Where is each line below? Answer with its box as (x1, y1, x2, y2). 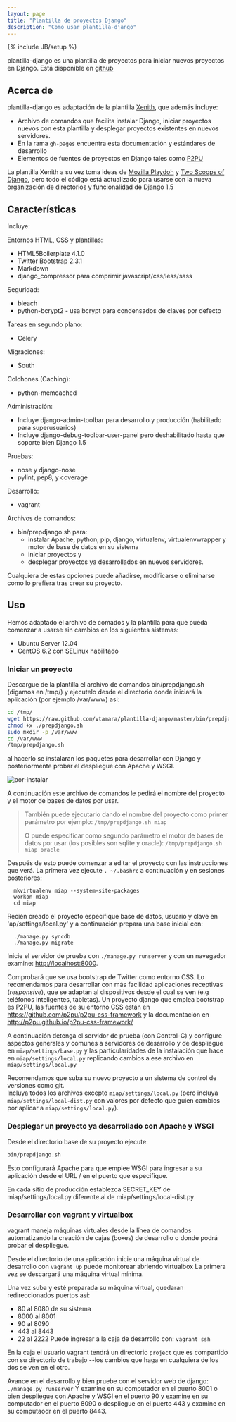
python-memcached (17, 388, 77, 397)
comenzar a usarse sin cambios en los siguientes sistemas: (7, 625, 179, 634)
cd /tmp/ (7, 709, 33, 716)
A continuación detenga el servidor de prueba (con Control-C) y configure (7, 1031, 223, 1040)
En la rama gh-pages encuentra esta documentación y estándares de (17, 139, 216, 148)
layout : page (7, 10, 46, 18)
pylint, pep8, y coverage (17, 473, 88, 482)
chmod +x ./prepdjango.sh (7, 722, 83, 729)
